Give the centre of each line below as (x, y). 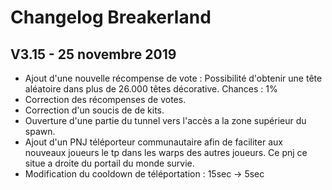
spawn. (40, 131)
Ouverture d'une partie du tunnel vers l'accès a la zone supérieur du (165, 120)
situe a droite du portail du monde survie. (109, 163)
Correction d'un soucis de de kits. (94, 110)
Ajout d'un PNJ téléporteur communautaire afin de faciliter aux (153, 142)
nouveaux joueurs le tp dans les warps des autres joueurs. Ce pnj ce (166, 152)
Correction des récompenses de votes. (105, 99)
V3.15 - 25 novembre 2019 (93, 54)
